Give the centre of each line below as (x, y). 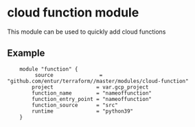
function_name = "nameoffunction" (92, 93)
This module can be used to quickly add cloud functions (87, 32)
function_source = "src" (75, 105)
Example (26, 53)
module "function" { (49, 69)
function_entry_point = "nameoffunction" (92, 99)
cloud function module (73, 13)
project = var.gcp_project (90, 87)
